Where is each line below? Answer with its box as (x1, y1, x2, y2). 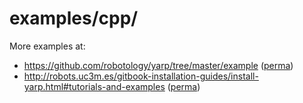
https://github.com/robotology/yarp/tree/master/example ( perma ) (23, 59, 294, 71)
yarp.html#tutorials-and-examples (23, 80, 166, 92)
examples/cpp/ (9, 7, 139, 30)
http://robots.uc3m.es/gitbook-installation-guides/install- (23, 70, 259, 82)
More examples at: (9, 40, 86, 52)
